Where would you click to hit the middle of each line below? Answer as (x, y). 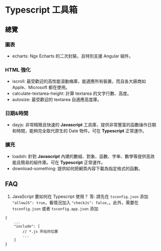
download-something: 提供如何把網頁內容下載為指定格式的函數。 (77, 168)
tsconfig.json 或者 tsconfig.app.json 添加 (55, 208)
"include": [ (27, 226)
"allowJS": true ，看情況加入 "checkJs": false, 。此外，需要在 (75, 202)
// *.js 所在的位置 (40, 232)
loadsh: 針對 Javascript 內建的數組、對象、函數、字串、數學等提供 (79, 156)
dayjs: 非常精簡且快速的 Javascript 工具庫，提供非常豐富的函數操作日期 (84, 125)
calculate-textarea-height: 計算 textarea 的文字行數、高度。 (72, 93)
